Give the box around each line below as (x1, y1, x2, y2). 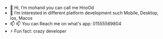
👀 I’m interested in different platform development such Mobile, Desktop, (9, 10, 159, 16)
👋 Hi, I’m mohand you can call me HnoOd (9, 5, 94, 10)
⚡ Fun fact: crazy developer (9, 28, 67, 34)
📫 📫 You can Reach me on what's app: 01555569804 (9, 21, 122, 27)
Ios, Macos (9, 15, 33, 21)
